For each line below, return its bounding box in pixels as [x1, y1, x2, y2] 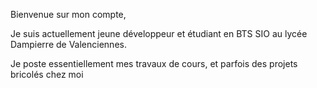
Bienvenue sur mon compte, [10, 9, 127, 20]
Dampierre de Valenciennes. [10, 39, 127, 50]
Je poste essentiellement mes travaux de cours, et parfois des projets [10, 58, 298, 69]
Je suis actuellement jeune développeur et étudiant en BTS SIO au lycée [10, 28, 308, 39]
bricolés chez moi [10, 69, 84, 80]
